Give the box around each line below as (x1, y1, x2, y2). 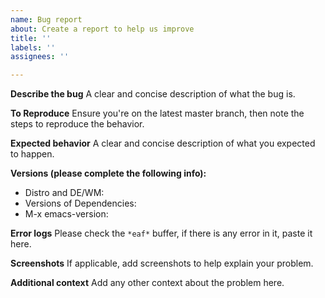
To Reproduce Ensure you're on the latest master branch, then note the (10, 107, 305, 120)
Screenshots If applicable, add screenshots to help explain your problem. (10, 257, 314, 270)
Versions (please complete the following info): (10, 167, 207, 180)
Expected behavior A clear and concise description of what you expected (10, 137, 316, 150)
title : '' (10, 33, 52, 43)
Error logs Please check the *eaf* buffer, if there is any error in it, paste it (10, 227, 313, 240)
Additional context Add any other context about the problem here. (10, 277, 285, 289)
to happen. (10, 148, 55, 160)
